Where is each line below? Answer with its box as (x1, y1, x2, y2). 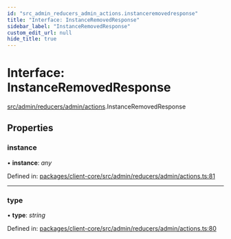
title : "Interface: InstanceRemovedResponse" (7, 16, 140, 23)
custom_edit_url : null (7, 29, 72, 36)
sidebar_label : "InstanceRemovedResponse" (7, 23, 131, 30)
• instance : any (7, 159, 52, 167)
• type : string (7, 211, 46, 220)
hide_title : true (7, 36, 57, 43)
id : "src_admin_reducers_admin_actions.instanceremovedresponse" (7, 10, 198, 17)
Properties (7, 122, 54, 134)
